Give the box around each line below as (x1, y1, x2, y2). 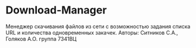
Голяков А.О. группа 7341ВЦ (5, 35, 77, 42)
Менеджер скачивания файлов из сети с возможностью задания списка (5, 23, 191, 30)
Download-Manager (5, 4, 108, 17)
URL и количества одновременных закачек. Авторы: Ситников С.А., (5, 29, 179, 36)
